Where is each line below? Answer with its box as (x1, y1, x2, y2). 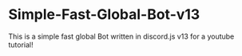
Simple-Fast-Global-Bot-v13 (8, 6, 200, 24)
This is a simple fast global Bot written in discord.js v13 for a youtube (8, 32, 235, 41)
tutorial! (8, 39, 34, 49)
